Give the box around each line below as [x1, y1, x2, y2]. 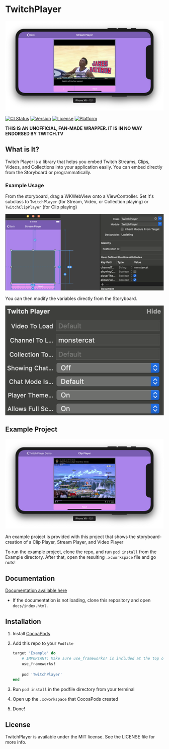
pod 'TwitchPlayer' [22, 672, 63, 677]
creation [5, 539, 23, 545]
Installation [5, 617, 41, 626]
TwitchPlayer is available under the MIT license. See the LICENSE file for [5, 734, 155, 740]
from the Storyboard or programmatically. [5, 169, 92, 175]
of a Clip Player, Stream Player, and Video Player [23, 539, 124, 545]
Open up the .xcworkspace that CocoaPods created [12, 696, 118, 702]
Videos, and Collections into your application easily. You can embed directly [5, 164, 162, 170]
